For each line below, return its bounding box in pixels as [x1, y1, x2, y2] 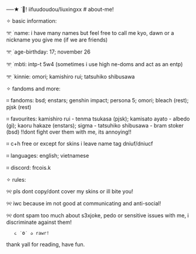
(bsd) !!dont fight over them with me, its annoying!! [6, 128, 132, 135]
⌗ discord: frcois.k [6, 164, 51, 171]
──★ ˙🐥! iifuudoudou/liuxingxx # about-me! [6, 6, 114, 13]
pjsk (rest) [6, 104, 32, 111]
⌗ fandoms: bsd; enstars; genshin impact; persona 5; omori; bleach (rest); [6, 97, 189, 104]
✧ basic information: [6, 17, 57, 24]
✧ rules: [6, 176, 26, 183]
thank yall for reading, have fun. [6, 241, 85, 248]
